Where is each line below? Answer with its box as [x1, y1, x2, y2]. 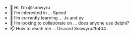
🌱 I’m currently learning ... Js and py [9, 15, 84, 20]
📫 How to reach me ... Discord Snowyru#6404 [9, 26, 106, 31]
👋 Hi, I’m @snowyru [9, 5, 51, 10]
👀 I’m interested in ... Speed [9, 10, 67, 16]
